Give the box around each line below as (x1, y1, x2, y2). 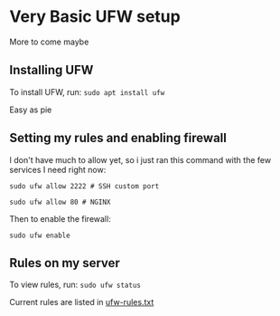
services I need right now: (9, 164, 107, 175)
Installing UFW (9, 62, 94, 78)
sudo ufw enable (9, 231, 70, 240)
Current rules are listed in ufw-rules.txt (9, 297, 154, 308)
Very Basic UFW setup (9, 6, 181, 27)
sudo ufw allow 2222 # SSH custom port (9, 181, 160, 191)
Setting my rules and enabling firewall (9, 130, 228, 146)
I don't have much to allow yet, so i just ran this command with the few (9, 154, 272, 165)
